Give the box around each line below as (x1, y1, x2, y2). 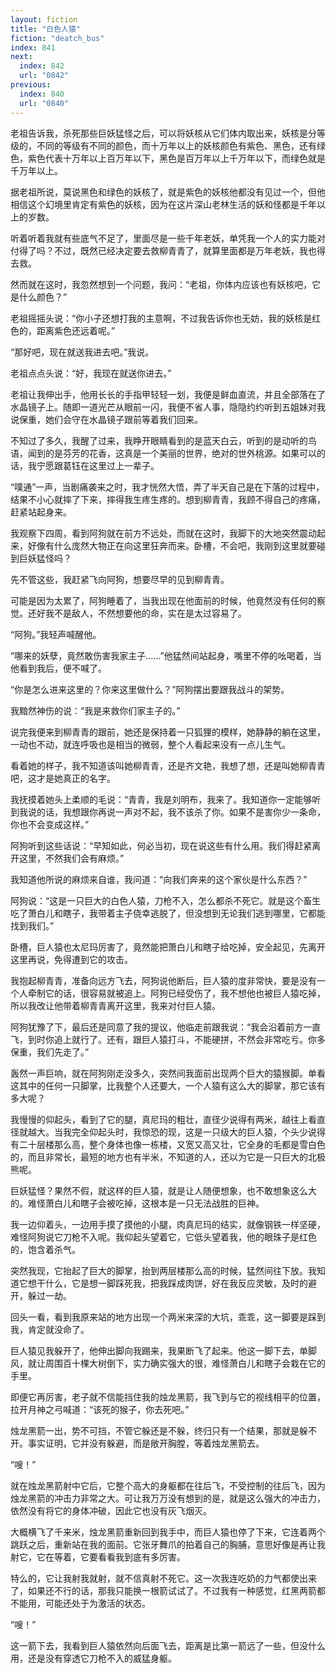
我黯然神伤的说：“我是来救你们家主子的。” (10, 704, 181, 716)
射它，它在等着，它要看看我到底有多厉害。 (10, 1551, 186, 1563)
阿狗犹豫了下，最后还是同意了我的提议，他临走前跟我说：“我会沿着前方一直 (10, 1021, 322, 1033)
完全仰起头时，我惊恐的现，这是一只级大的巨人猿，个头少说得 (71, 1126, 326, 1138)
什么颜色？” (18, 291, 68, 303)
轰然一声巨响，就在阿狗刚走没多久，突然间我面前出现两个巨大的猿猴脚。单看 (10, 1067, 326, 1079)
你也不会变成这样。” (10, 818, 90, 830)
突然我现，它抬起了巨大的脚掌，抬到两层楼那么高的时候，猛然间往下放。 (10, 1264, 308, 1276)
